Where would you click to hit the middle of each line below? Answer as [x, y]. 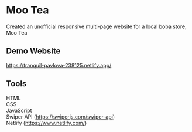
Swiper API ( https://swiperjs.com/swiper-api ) [61, 116]
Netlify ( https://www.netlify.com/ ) [47, 123]
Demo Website [33, 51]
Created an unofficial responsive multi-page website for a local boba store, [96, 26]
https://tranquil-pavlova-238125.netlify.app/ [59, 65]
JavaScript [19, 110]
